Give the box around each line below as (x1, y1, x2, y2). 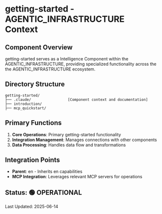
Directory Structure (5, 80, 65, 88)
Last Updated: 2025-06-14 (5, 204, 59, 210)
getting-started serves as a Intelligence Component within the (5, 56, 129, 61)
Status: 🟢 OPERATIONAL (5, 188, 82, 197)
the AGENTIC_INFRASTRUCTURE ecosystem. (5, 66, 96, 72)
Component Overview (5, 43, 73, 51)
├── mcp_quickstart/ (5, 105, 47, 111)
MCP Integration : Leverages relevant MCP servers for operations (12, 174, 143, 180)
